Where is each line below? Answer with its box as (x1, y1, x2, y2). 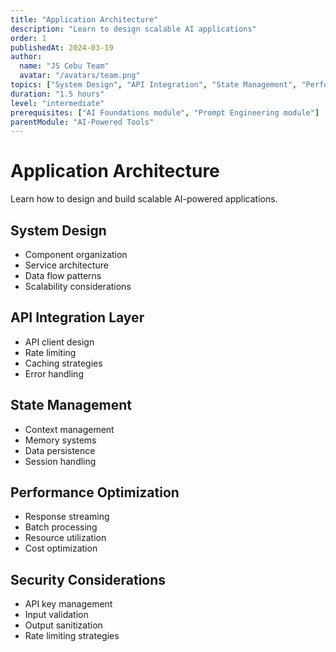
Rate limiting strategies (24, 630, 120, 642)
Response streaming (24, 511, 110, 523)
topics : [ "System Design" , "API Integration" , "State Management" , (10, 80, 298, 90)
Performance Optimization (10, 484, 180, 501)
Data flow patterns (24, 270, 102, 281)
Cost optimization (24, 542, 98, 555)
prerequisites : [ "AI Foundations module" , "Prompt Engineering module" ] (10, 107, 320, 118)
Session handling (24, 455, 97, 467)
